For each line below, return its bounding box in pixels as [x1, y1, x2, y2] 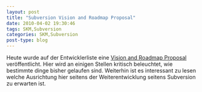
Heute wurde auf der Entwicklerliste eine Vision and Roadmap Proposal [6, 54, 187, 61]
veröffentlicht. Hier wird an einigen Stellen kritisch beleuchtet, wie [6, 60, 173, 68]
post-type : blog [6, 37, 48, 43]
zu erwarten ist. [6, 80, 46, 87]
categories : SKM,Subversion [6, 32, 79, 38]
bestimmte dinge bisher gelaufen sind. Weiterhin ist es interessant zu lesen [6, 67, 196, 74]
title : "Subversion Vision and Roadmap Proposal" [6, 15, 136, 21]
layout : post [6, 9, 40, 15]
